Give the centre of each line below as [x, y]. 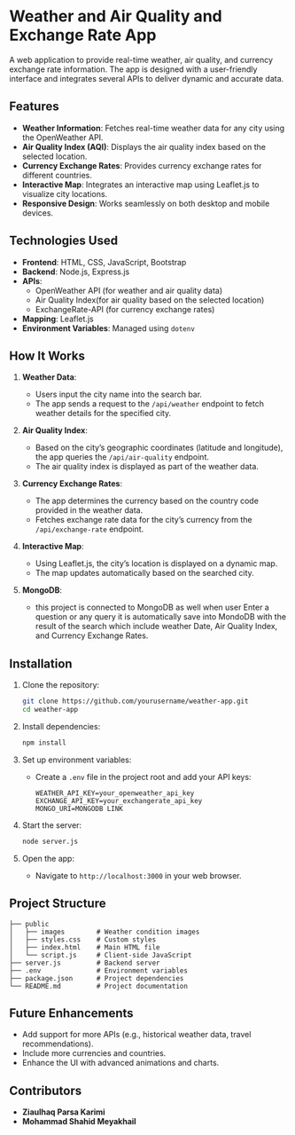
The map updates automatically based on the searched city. [144, 573]
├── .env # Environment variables [99, 970]
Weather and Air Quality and [116, 16]
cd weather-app [50, 710]
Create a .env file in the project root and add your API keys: [143, 776]
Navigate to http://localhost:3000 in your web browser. [138, 875]
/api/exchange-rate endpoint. [89, 529]
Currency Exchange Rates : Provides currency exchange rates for [142, 165]
